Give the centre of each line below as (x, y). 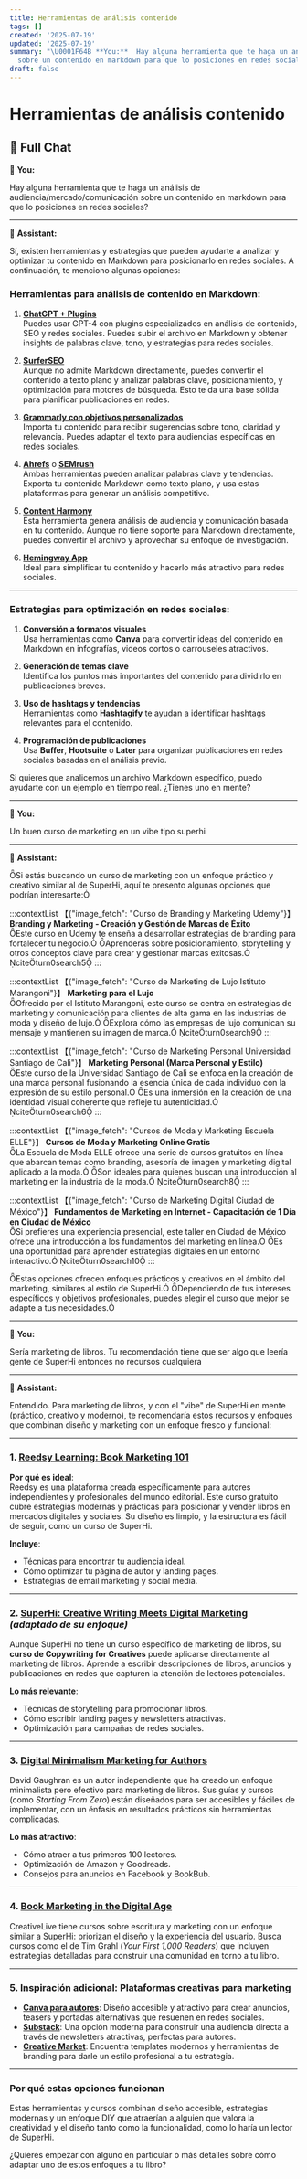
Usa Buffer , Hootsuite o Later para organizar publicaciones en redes (153, 750)
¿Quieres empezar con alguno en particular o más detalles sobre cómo (143, 2155)
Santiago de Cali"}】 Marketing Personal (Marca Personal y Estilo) (136, 1063)
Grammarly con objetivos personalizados (103, 418)
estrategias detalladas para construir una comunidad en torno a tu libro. (144, 1955)
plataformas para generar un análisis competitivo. (116, 494)
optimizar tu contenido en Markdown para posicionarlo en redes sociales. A (152, 260)
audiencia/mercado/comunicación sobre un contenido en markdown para (148, 197)
